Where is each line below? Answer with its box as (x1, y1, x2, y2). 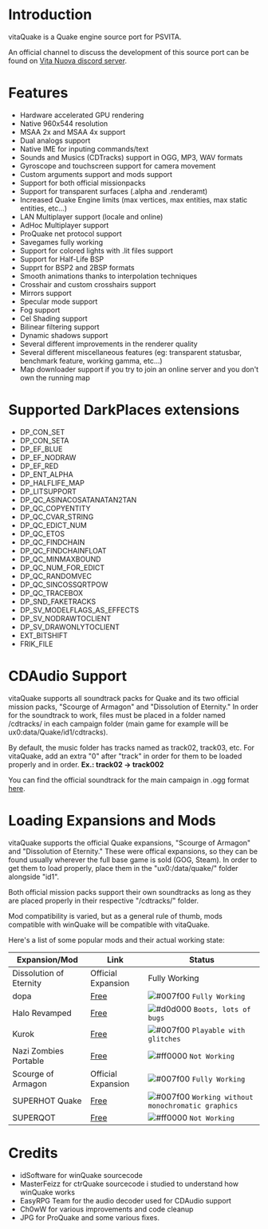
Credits (8, 1144, 58, 1162)
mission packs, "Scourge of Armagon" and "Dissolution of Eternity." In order (8, 702, 259, 711)
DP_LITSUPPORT (19, 486, 77, 496)
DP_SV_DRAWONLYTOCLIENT (19, 622, 120, 632)
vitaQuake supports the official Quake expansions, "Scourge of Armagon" (8, 837, 251, 847)
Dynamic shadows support (19, 330, 108, 340)
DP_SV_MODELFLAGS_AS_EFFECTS (19, 605, 140, 615)
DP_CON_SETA (19, 435, 69, 445)
